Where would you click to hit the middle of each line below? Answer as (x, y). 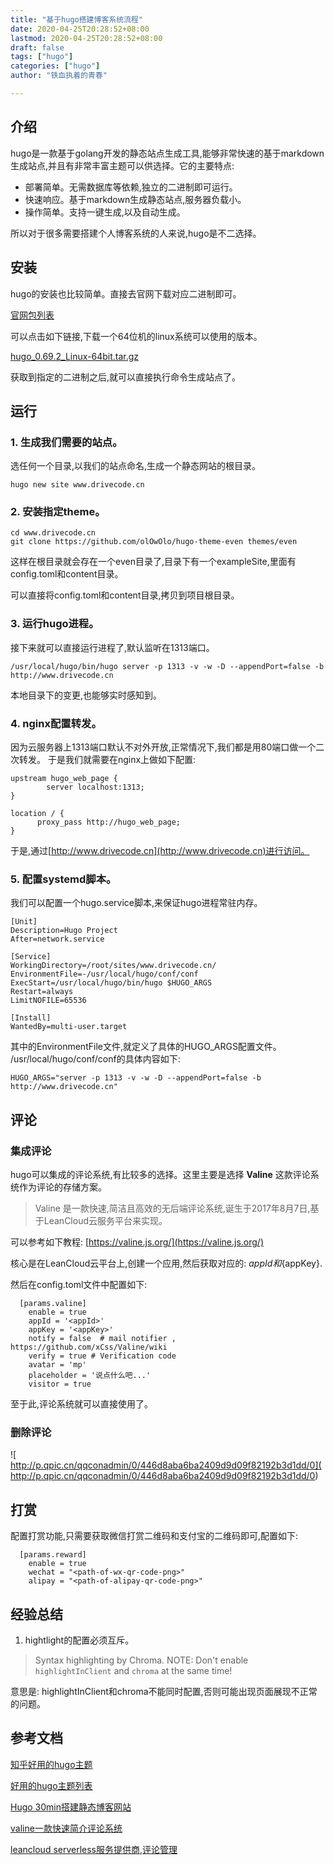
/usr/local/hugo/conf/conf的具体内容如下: (95, 1059)
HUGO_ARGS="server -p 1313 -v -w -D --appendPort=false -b (136, 1078)
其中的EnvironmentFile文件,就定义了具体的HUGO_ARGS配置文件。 (146, 1047)
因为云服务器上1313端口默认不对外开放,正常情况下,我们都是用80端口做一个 (163, 747)
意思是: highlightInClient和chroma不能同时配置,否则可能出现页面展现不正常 (164, 1691)
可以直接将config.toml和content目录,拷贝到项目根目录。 (125, 595)
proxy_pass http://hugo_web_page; (109, 822)
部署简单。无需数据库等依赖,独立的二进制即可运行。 (131, 187)
